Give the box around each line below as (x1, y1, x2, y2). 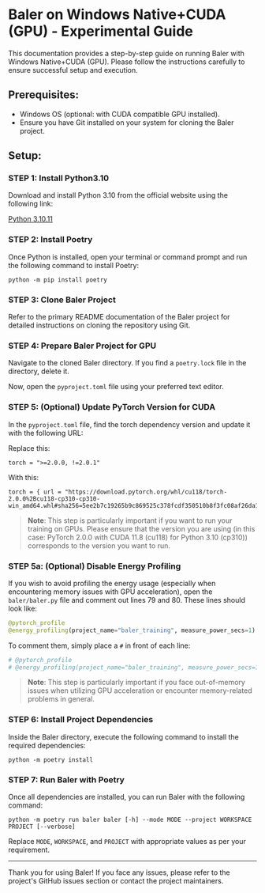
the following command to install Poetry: (8, 260, 140, 270)
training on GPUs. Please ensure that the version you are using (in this (27, 524, 256, 533)
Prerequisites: (8, 89, 79, 102)
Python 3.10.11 (8, 214, 54, 224)
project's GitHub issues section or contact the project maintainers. (8, 876, 224, 886)
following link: (8, 199, 54, 209)
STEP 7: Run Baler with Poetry (8, 774, 125, 785)
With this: (8, 472, 39, 482)
